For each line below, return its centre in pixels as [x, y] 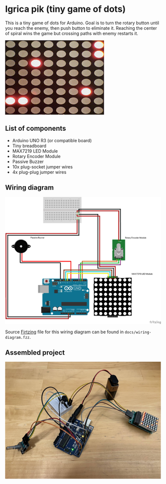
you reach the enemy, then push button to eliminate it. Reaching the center [81, 28]
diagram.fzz [17, 337]
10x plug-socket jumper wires [42, 166]
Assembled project [35, 352]
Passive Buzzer [28, 161]
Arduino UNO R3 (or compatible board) [52, 140]
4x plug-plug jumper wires [39, 172]
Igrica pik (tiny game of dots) [65, 9]
